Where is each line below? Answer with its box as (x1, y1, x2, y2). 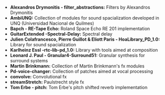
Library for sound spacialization (10, 42, 76, 47)
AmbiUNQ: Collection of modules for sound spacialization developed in (10, 15, 159, 21)
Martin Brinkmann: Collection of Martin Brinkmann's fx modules (10, 63, 145, 69)
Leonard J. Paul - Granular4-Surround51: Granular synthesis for (10, 52, 145, 58)
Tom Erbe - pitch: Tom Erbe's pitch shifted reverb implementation (10, 84, 148, 90)
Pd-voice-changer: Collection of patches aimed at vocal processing (10, 68, 153, 74)
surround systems (10, 58, 48, 63)
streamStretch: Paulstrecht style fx (10, 79, 85, 85)
